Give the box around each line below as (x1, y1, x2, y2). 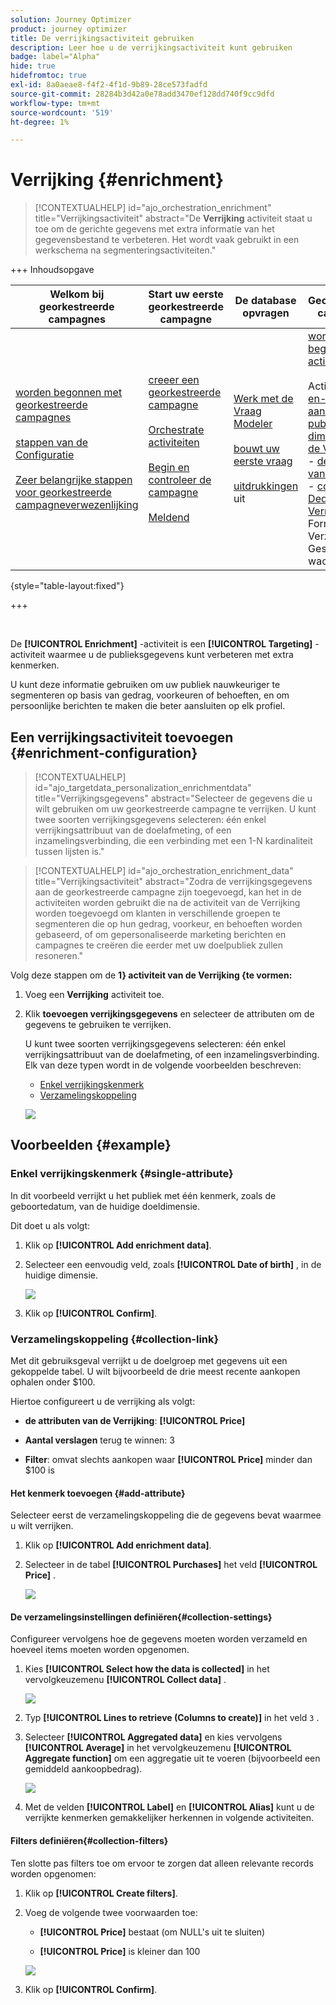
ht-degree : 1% (10, 117, 70, 127)
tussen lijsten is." (34, 846, 105, 857)
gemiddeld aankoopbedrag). (24, 1763, 143, 1775)
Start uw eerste (148, 287, 224, 301)
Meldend (148, 511, 190, 525)
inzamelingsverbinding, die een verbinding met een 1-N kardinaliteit (34, 835, 313, 846)
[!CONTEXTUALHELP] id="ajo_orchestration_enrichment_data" (34, 865, 294, 876)
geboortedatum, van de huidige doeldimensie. (10, 1200, 201, 1212)
